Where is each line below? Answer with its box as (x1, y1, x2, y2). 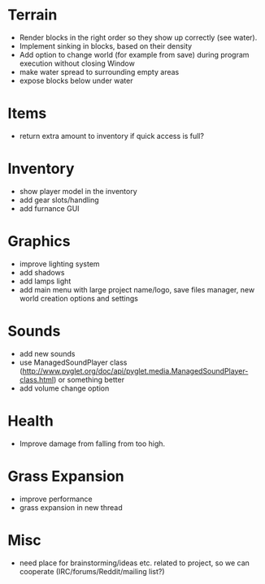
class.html (19, 374, 54, 384)
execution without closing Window (19, 58, 135, 68)
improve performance (19, 494, 93, 504)
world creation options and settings (19, 293, 139, 303)
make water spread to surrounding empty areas (19, 67, 180, 76)
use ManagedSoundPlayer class (19, 357, 128, 367)
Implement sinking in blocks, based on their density (19, 41, 193, 50)
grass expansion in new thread (19, 502, 123, 513)
